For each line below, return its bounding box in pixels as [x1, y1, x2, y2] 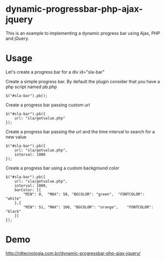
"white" [5, 196, 22, 201]
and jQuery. [5, 35, 29, 41]
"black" [5, 209, 22, 214]
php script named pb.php [5, 84, 57, 90]
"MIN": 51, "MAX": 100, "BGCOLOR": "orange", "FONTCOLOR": [23, 204, 154, 210]
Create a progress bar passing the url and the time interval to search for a [5, 129, 155, 134]
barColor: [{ [14, 187, 41, 193]
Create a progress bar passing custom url [5, 102, 90, 108]
